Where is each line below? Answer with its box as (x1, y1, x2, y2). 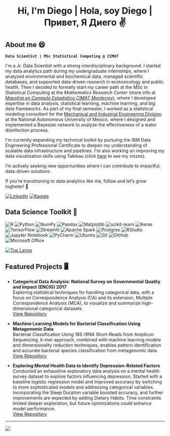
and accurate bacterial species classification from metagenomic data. (12, 347, 158, 354)
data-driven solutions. (5, 168, 52, 174)
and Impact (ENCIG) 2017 (12, 284, 67, 290)
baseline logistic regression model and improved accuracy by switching (12, 378, 162, 384)
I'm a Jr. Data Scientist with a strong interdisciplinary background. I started (5, 63, 161, 68)
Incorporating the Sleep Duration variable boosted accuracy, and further (12, 389, 163, 396)
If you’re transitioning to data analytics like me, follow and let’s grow (5, 178, 147, 184)
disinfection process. (5, 127, 49, 133)
